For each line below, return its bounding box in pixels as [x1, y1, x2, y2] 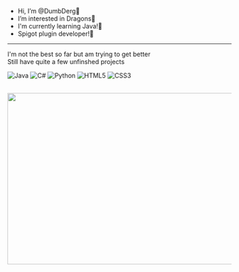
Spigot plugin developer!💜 [17, 29, 94, 38]
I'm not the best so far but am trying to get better [7, 50, 151, 58]
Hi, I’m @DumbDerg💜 [17, 7, 80, 15]
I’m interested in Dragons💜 [17, 14, 96, 23]
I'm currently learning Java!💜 [17, 22, 103, 30]
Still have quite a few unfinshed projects [7, 58, 125, 66]
